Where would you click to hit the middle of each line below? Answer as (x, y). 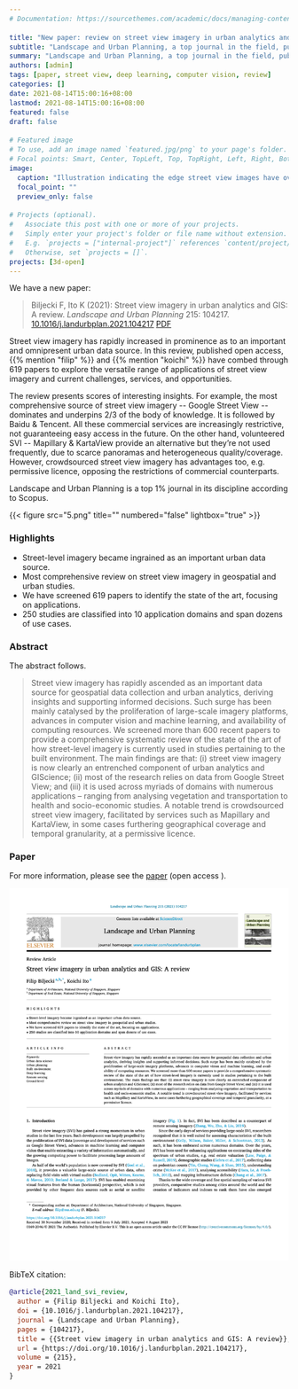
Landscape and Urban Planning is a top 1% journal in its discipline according (149, 488)
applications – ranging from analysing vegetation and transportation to (159, 796)
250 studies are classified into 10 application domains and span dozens (153, 614)
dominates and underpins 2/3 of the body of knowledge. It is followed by (142, 415)
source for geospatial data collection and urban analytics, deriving (152, 692)
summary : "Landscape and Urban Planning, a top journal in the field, (142, 56)
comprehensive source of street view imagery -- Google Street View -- (139, 406)
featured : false (39, 112)
